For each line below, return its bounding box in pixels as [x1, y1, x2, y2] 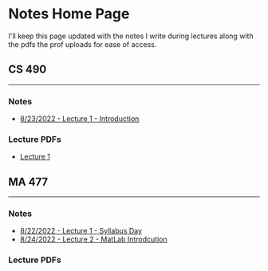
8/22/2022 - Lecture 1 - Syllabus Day [19, 226, 142, 236]
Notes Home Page [8, 5, 130, 23]
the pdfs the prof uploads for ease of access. [8, 39, 157, 49]
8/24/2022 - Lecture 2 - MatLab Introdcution [19, 234, 167, 244]
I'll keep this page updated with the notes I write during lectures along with [8, 31, 254, 41]
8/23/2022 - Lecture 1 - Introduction [19, 114, 140, 124]
